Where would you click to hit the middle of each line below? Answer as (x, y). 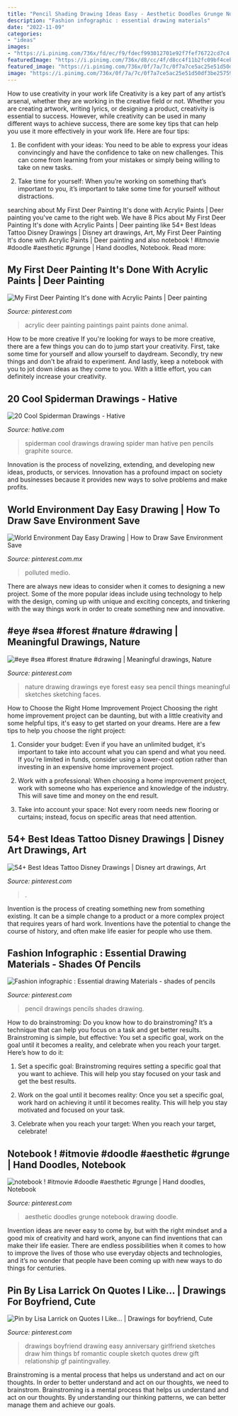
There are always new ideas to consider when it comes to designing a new (116, 586)
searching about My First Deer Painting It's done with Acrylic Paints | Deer (116, 210)
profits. (18, 487)
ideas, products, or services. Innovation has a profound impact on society (115, 472)
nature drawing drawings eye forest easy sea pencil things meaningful (127, 686)
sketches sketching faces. (63, 694)
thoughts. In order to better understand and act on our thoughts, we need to (118, 1382)
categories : (25, 34)
